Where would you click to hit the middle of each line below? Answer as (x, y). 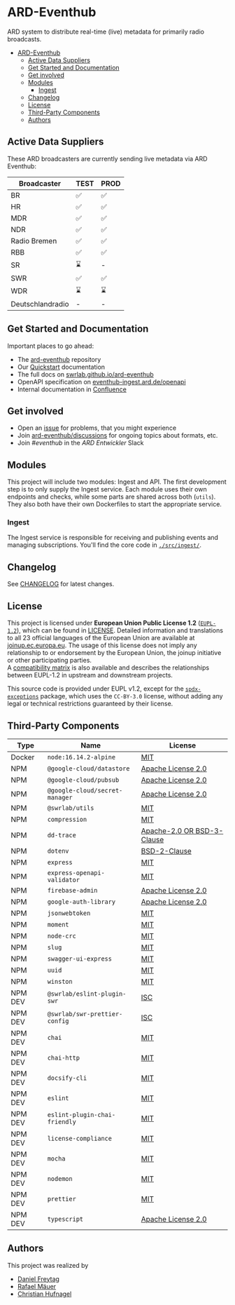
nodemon (60, 1178)
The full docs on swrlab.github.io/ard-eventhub (85, 374)
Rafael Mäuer (37, 1286)
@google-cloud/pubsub (83, 780)
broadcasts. (24, 39)
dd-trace (62, 835)
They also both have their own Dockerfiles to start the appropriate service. (115, 504)
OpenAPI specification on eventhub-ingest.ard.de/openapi (102, 381)
